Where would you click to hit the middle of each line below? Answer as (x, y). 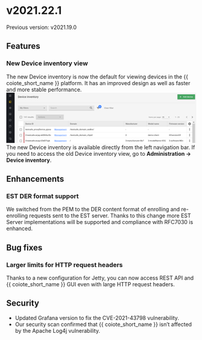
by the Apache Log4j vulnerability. (58, 330)
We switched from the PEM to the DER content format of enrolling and (93, 210)
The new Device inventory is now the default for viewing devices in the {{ (97, 77)
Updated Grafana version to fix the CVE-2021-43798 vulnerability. (97, 318)
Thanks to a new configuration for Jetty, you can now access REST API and (100, 278)
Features (23, 46)
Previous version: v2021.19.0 (42, 27)
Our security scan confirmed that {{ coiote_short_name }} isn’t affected (103, 324)
